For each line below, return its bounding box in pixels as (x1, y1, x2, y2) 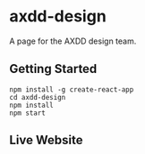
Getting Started (9, 61, 98, 77)
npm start (9, 109, 47, 118)
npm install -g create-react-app (9, 85, 134, 94)
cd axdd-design (9, 93, 66, 101)
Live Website (9, 133, 83, 148)
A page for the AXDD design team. (9, 36, 137, 46)
